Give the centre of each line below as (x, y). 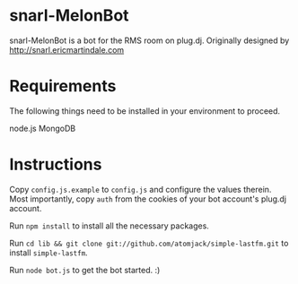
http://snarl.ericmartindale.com (67, 49)
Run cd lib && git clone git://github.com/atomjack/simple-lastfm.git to (149, 243)
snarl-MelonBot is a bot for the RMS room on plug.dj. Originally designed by (149, 40)
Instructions (56, 164)
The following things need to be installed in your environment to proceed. (145, 111)
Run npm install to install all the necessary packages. (109, 226)
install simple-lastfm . (48, 253)
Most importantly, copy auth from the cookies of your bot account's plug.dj (148, 199)
